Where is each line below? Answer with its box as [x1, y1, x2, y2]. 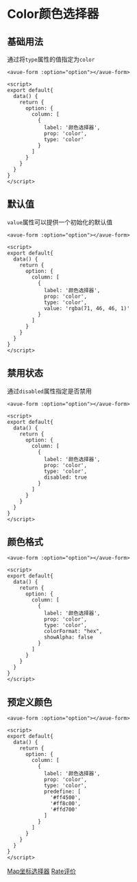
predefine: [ [43, 788, 81, 796]
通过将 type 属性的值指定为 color [7, 56, 95, 63]
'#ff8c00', [50, 800, 81, 807]
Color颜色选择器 [7, 6, 99, 22]
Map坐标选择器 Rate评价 [7, 867, 77, 875]
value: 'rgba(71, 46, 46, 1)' [43, 305, 130, 312]
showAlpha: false [43, 634, 94, 641]
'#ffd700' [50, 807, 78, 813]
